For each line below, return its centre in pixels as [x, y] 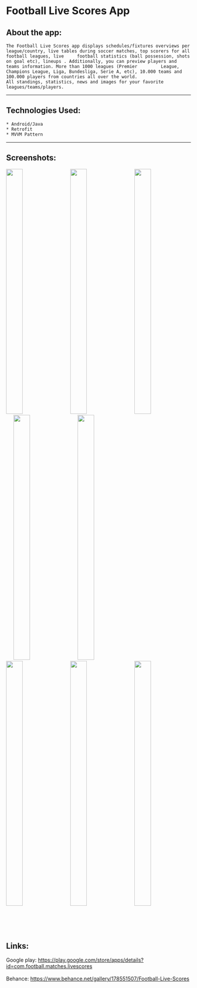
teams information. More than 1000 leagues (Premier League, [93, 66]
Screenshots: [31, 158]
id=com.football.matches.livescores [49, 966]
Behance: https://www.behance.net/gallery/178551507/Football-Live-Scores [98, 979]
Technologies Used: [43, 111]
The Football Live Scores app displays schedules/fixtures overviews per [98, 46]
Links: [18, 946]
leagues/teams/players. [35, 87]
